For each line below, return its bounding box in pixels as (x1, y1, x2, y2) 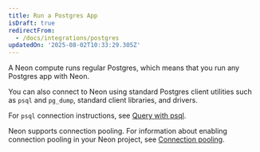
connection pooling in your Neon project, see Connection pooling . (8, 134, 225, 144)
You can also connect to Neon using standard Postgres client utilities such (8, 87, 253, 96)
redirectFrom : (8, 26, 56, 34)
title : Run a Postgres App (8, 11, 98, 20)
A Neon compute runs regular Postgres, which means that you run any (8, 63, 240, 72)
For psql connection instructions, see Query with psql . (8, 111, 187, 120)
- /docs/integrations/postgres (15, 33, 120, 42)
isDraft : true (8, 19, 56, 27)
